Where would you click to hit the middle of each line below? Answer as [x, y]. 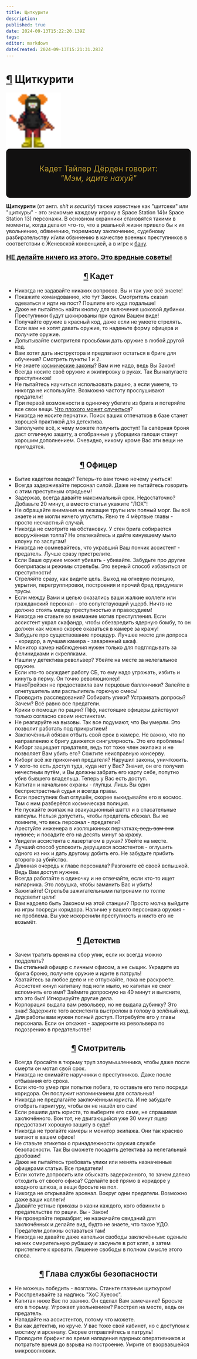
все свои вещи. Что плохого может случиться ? [74, 409]
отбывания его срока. [42, 1081]
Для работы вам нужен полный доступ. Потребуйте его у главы [95, 1017]
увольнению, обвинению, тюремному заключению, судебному [86, 231]
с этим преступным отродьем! [53, 492]
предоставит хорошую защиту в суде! [62, 1125]
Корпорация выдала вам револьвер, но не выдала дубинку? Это [96, 1005]
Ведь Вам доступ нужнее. [47, 872]
